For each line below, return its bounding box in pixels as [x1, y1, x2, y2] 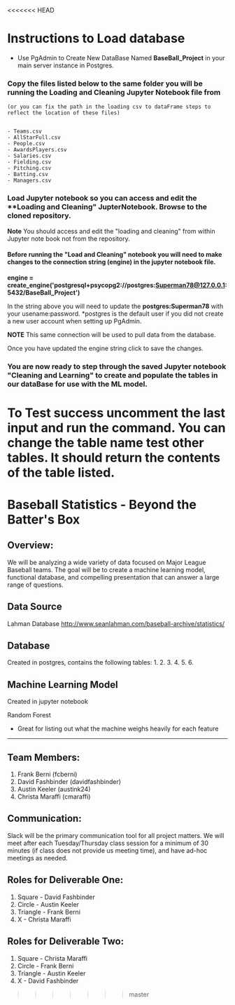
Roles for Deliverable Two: [7, 936, 124, 947]
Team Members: [7, 751, 80, 764]
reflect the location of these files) [7, 109, 120, 117]
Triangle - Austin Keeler [17, 969, 86, 978]
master [129, 990, 149, 999]
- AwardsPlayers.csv [7, 147, 68, 154]
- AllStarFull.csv [7, 134, 61, 141]
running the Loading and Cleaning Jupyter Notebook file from [7, 87, 221, 97]
